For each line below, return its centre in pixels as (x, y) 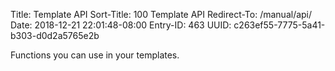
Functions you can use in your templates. (95, 55)
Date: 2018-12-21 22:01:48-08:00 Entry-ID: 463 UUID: (121, 25)
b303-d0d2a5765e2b (55, 35)
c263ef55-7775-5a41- (279, 25)
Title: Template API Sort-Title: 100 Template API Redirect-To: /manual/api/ (161, 14)
